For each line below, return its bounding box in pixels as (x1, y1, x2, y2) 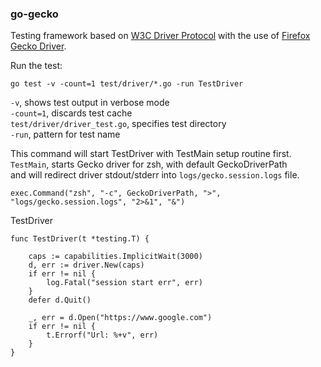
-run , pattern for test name (10, 128, 121, 141)
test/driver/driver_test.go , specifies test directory (10, 118, 227, 130)
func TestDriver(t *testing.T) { (10, 234, 150, 244)
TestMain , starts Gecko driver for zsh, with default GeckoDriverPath (10, 158, 288, 171)
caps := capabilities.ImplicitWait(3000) (28, 252, 203, 262)
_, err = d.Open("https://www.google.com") (28, 313, 213, 323)
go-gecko (10, 7, 59, 21)
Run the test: (10, 60, 63, 72)
